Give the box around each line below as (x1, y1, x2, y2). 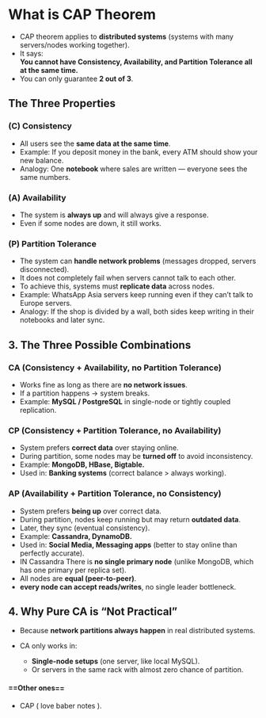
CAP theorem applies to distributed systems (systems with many (19, 32, 234, 41)
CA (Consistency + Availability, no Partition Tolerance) (8, 362, 222, 373)
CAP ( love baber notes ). (19, 701, 102, 710)
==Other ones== (8, 683, 65, 693)
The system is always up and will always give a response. (19, 210, 209, 220)
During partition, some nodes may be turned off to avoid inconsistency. (19, 452, 253, 461)
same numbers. (19, 172, 71, 181)
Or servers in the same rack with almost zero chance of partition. (31, 665, 244, 674)
